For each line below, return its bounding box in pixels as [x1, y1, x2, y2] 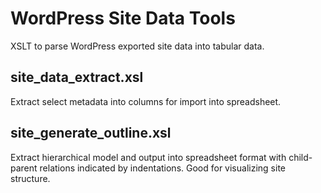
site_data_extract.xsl [10, 69, 144, 86]
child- [288, 151, 313, 163]
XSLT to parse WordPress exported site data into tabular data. [10, 40, 265, 52]
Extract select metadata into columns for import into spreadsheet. [10, 95, 282, 107]
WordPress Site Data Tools [10, 7, 236, 30]
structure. [10, 172, 51, 184]
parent [10, 162, 38, 174]
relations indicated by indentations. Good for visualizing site [39, 162, 286, 174]
